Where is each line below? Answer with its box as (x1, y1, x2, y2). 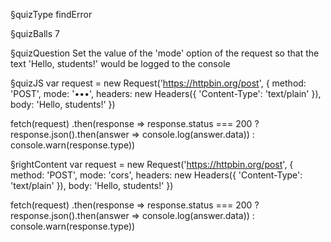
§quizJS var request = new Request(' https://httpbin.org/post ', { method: (10, 77, 307, 89)
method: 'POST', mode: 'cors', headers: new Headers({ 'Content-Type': (10, 169, 303, 181)
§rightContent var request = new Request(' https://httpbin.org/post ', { (10, 159, 294, 170)
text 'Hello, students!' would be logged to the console (10, 58, 231, 69)
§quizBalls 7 (10, 28, 60, 39)
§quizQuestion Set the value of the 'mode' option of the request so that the (10, 47, 320, 59)
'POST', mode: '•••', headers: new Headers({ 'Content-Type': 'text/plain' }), (10, 88, 322, 99)
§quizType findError (10, 9, 93, 20)
